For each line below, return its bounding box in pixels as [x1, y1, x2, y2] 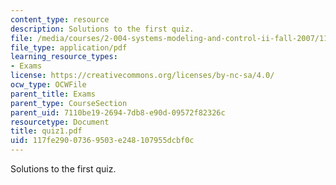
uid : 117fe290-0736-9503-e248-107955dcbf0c [10, 136, 195, 146]
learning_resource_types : [10, 52, 118, 62]
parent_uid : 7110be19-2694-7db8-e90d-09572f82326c [10, 107, 226, 118]
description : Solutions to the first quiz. [10, 24, 195, 34]
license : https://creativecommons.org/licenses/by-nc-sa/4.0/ [10, 71, 275, 81]
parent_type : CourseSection [10, 98, 128, 108]
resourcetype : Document [10, 117, 110, 127]
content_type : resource [10, 14, 110, 25]
